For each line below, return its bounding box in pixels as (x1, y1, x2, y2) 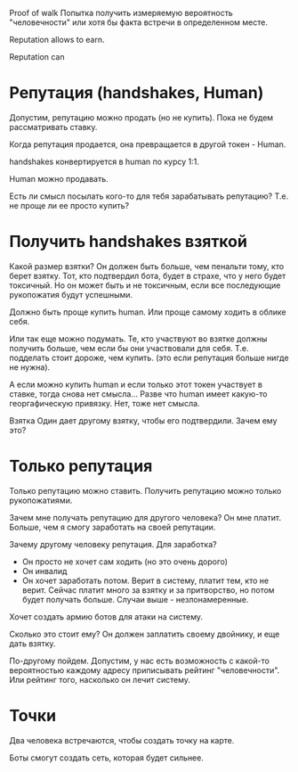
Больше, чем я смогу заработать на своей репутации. (9, 522, 216, 532)
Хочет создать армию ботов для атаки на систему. (9, 611, 203, 622)
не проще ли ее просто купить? (9, 200, 130, 210)
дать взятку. (9, 637, 56, 649)
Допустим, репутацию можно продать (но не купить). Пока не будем (9, 111, 274, 123)
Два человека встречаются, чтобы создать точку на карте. (9, 735, 235, 745)
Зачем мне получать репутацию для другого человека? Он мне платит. (9, 512, 282, 522)
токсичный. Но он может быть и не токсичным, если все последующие (9, 280, 281, 291)
